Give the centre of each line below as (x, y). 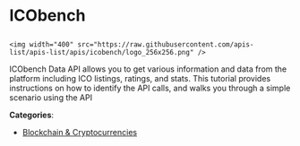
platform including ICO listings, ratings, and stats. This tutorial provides (140, 79)
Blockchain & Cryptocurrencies (79, 133)
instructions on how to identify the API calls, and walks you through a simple (150, 88)
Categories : (32, 115)
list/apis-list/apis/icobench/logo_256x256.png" (102, 53)
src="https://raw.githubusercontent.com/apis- (166, 45)
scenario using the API (51, 98)
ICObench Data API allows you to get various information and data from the (148, 69)
